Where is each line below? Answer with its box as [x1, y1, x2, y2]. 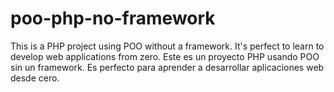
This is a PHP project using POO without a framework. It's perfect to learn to [10, 40, 325, 52]
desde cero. [10, 72, 60, 84]
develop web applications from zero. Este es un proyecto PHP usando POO [10, 50, 320, 62]
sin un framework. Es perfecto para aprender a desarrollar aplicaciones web [10, 61, 325, 73]
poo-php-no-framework [10, 7, 216, 30]
